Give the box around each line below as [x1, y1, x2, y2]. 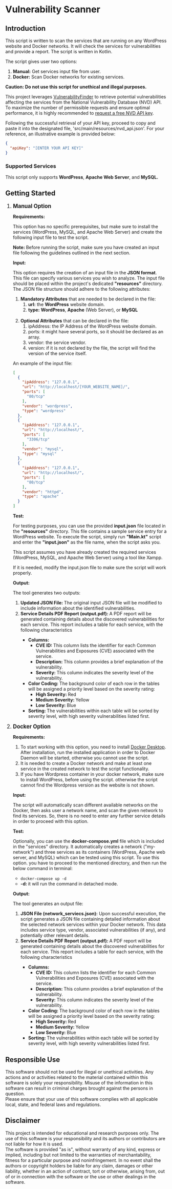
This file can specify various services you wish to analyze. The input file [12, 275, 165, 281]
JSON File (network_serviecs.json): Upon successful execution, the [20, 911, 166, 917]
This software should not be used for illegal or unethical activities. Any [5, 1069, 154, 1075]
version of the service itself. [28, 350, 87, 356]
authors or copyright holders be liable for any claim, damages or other [5, 1162, 154, 1168]
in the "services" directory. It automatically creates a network [12, 843, 142, 850]
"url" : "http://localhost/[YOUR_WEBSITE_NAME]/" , [22, 385, 130, 390]
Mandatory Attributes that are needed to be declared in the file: [20, 296, 156, 302]
